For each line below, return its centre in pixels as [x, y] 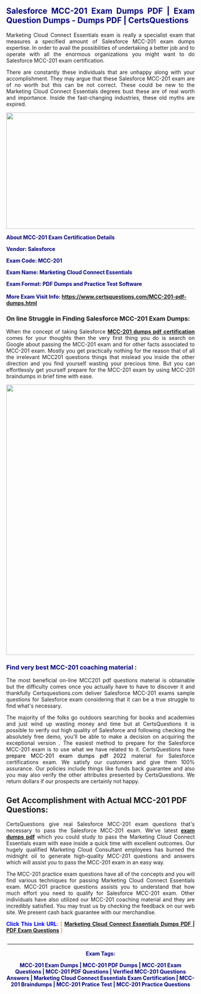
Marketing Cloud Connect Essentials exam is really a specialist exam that [100, 35]
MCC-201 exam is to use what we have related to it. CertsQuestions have [100, 750]
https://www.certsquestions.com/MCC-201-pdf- [124, 296]
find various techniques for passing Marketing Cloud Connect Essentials [100, 880]
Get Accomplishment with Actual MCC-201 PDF [97, 800]
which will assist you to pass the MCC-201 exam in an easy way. [86, 862]
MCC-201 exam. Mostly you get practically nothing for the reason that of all [100, 351]
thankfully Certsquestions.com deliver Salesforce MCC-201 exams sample [100, 693]
